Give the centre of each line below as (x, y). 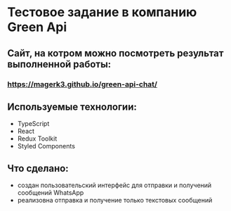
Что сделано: (38, 168)
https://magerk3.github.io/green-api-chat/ (82, 84)
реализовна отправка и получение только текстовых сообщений (115, 200)
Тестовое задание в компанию (102, 12)
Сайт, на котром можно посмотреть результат (115, 53)
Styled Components (46, 146)
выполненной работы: (59, 64)
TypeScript (33, 124)
